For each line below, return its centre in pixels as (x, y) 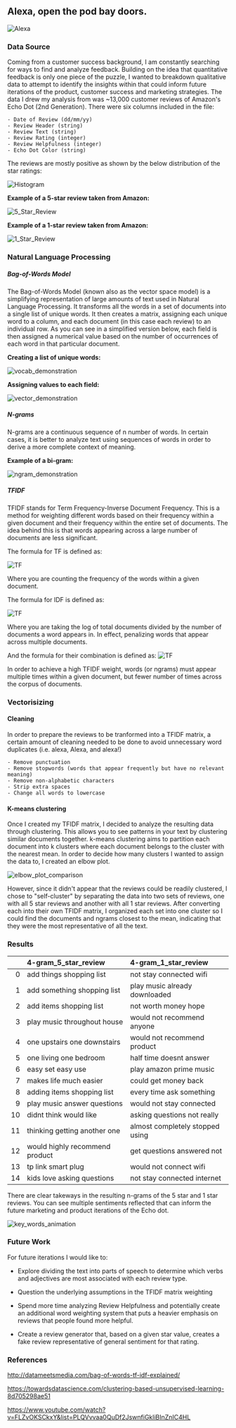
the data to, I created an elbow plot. (59, 862)
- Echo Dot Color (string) (47, 150)
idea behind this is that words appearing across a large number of (103, 530)
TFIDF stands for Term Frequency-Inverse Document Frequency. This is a (113, 508)
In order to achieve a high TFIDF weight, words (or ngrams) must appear (112, 669)
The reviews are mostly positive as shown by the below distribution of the (114, 164)
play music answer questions (75, 1103)
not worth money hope (167, 1006)
